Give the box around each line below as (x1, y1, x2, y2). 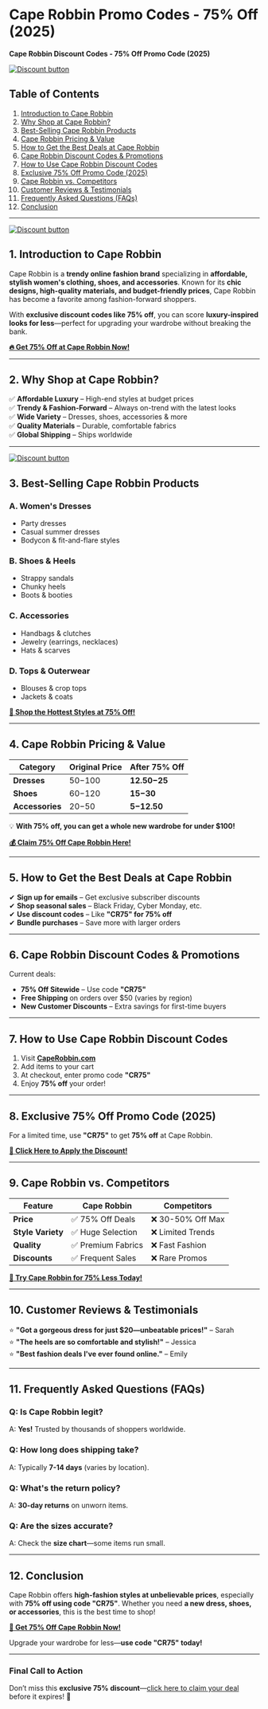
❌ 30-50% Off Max (150, 1213, 225, 1225)
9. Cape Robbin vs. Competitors (9, 1177, 170, 1190)
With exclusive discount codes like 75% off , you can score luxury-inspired (9, 309, 259, 319)
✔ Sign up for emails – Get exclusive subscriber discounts (9, 892, 200, 902)
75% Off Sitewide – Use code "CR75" (20, 985, 146, 994)
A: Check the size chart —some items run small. (9, 1538, 165, 1548)
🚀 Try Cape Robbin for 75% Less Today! (9, 1272, 142, 1282)
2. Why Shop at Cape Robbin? (9, 373, 160, 386)
